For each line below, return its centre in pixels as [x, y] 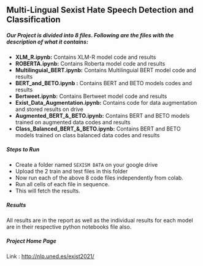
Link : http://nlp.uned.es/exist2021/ [50, 256]
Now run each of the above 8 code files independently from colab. [99, 178]
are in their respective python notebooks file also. [69, 227]
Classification [33, 20]
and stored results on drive [49, 109]
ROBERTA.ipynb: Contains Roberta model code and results [90, 64]
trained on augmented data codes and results [73, 123]
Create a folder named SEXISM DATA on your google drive [86, 165]
